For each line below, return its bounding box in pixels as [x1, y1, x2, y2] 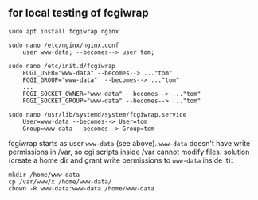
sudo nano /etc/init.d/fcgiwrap [8, 62, 115, 70]
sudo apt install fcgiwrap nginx [8, 27, 119, 35]
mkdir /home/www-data [8, 171, 80, 179]
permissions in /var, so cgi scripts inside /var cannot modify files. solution [8, 147, 250, 156]
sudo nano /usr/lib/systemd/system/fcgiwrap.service [8, 110, 187, 118]
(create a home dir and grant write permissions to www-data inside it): [8, 155, 233, 165]
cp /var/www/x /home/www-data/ [8, 178, 112, 186]
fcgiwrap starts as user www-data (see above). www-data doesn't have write [8, 138, 251, 148]
